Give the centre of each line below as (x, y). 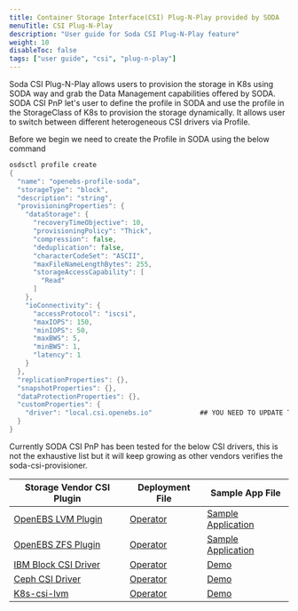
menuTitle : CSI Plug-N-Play (61, 26)
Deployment (164, 487)
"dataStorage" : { (57, 214)
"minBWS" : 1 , (57, 347)
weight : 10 (29, 42)
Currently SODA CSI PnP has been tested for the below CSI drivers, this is (144, 446)
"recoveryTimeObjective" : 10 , (88, 223)
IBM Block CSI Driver (57, 564)
